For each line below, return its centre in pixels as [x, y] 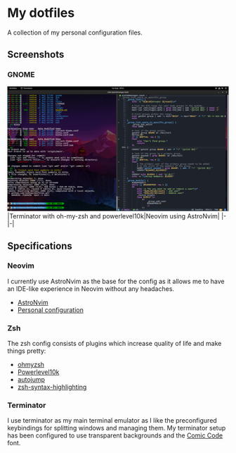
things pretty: [27, 351]
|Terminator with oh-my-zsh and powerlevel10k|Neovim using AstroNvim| [113, 216]
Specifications [40, 246]
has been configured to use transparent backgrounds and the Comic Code [115, 435]
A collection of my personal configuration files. [75, 32]
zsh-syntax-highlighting [52, 387]
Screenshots [36, 55]
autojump [31, 380]
